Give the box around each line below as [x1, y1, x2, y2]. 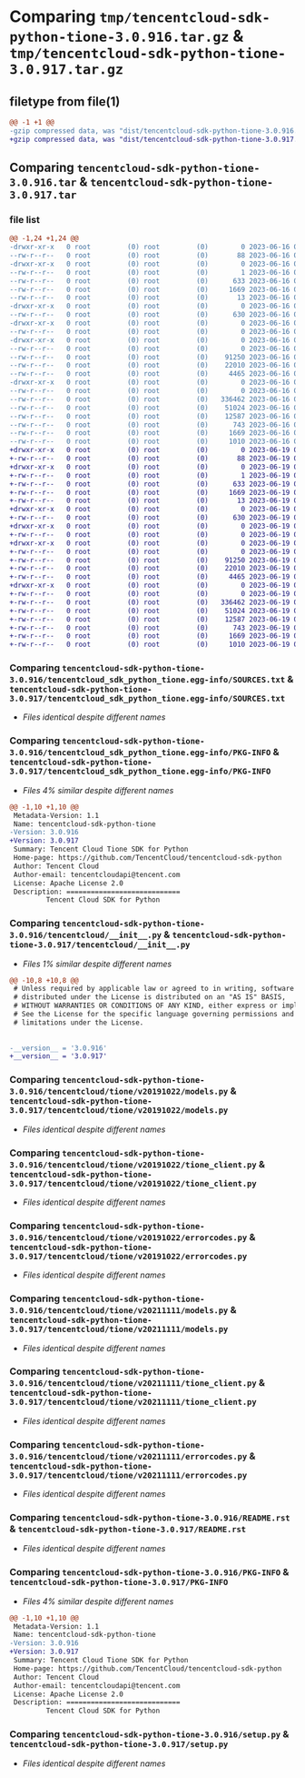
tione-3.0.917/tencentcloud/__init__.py [9, 940, 191, 950]
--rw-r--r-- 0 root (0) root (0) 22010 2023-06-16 [9, 361, 290, 370]
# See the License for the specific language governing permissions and [13, 1010, 295, 1019]
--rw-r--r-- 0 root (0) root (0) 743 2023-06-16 [9, 420, 290, 429]
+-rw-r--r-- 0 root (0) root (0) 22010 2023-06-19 [9, 564, 290, 573]
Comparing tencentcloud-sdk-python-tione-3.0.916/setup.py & [9, 1728, 290, 1741]
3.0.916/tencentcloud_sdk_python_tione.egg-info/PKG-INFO [9, 748, 271, 758]
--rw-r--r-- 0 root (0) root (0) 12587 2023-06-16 [9, 411, 290, 420]
